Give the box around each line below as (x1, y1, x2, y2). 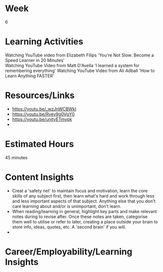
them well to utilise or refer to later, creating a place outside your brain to (12, 218, 158, 224)
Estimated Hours (5, 139, 74, 149)
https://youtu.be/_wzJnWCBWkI (12, 106, 76, 112)
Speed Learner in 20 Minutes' (5, 57, 65, 63)
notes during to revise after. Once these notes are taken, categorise (12, 214, 148, 219)
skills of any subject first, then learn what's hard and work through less (12, 193, 155, 199)
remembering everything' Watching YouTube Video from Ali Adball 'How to (5, 68, 155, 73)
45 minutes (5, 154, 28, 161)
